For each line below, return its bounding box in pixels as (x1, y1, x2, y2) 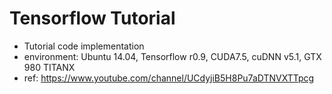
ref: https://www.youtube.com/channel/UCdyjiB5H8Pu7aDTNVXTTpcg (23, 72, 315, 84)
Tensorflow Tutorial (9, 7, 176, 30)
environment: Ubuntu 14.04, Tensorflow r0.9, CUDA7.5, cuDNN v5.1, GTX (23, 50, 322, 62)
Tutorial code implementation (23, 40, 145, 52)
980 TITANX (23, 61, 76, 73)
